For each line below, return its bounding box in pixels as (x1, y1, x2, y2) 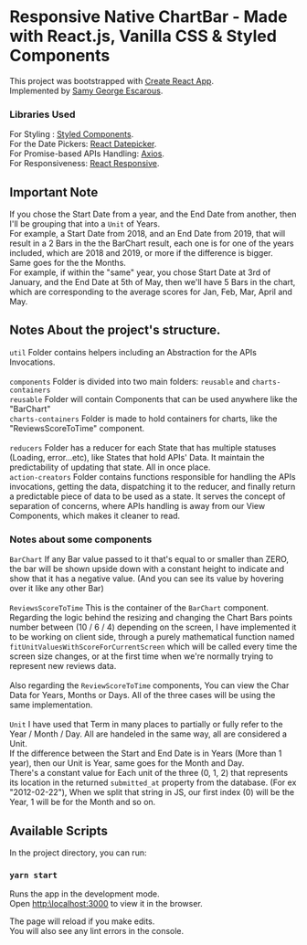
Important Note (9, 185, 99, 200)
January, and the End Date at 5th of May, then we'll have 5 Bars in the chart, (9, 277, 296, 288)
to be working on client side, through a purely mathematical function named (9, 632, 295, 642)
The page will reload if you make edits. (9, 916, 155, 927)
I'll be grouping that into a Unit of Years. (9, 218, 161, 229)
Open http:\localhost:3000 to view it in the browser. (9, 898, 203, 909)
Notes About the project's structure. (9, 323, 221, 338)
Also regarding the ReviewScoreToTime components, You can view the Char (9, 680, 290, 691)
